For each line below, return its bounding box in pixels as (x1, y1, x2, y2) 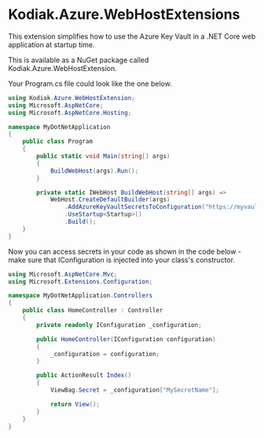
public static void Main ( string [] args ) (36, 152, 170, 161)
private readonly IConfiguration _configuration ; (36, 321, 202, 328)
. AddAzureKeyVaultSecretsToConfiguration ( (64, 203, 206, 211)
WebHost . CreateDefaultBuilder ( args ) (49, 195, 170, 204)
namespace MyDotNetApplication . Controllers (8, 291, 153, 300)
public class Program (22, 138, 93, 146)
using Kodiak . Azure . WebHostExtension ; (8, 94, 135, 102)
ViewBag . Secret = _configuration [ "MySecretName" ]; (49, 386, 220, 395)
